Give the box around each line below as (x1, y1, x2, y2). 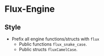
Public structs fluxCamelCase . (19, 47, 78, 52)
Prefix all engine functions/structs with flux (11, 36, 100, 42)
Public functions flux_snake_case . (19, 41, 87, 47)
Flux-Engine (4, 3, 55, 15)
